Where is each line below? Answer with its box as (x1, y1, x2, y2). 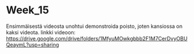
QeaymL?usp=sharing (6, 41, 60, 48)
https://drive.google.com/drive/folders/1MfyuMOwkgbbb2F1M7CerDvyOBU (6, 35, 188, 42)
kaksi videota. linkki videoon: (6, 28, 76, 35)
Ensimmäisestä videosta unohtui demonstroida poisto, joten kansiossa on (6, 23, 183, 30)
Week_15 (6, 3, 50, 17)
